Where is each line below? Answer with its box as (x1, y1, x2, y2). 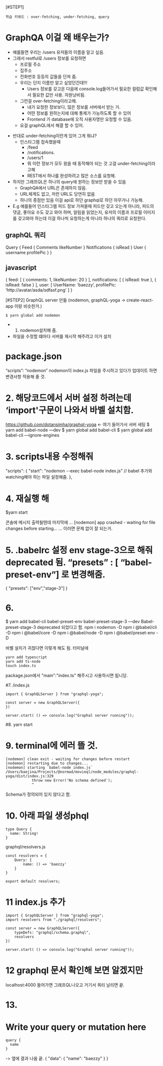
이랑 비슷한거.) (14, 303, 42, 309)
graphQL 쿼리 (5, 231, 46, 240)
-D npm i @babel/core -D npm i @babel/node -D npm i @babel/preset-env (5, 630, 155, 636)
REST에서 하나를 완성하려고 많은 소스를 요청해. (27, 173, 116, 179)
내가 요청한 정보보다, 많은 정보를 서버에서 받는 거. (27, 104, 121, 110)
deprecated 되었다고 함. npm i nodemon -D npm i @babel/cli (36, 624, 157, 630)
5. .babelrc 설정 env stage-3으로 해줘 (5, 544, 153, 556)
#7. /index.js (5, 683, 30, 688)
